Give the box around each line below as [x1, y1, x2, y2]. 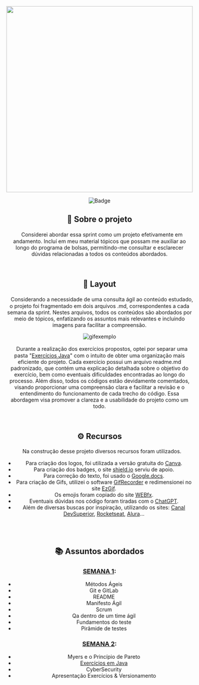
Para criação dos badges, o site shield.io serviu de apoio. [33, 466, 175, 473]
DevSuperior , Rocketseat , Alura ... [63, 510, 145, 518]
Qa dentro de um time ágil [71, 612, 136, 619]
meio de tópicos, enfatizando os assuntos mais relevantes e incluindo [14, 315, 185, 322]
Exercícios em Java [80, 659, 128, 667]
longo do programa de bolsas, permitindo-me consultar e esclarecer [15, 244, 184, 251]
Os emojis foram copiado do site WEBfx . [54, 491, 154, 499]
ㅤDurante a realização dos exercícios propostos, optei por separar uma [11, 345, 188, 352]
